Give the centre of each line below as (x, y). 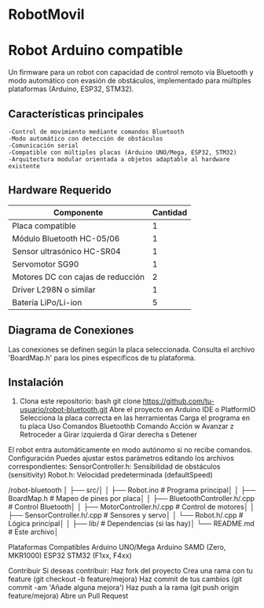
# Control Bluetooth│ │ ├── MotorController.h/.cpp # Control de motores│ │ (132, 507)
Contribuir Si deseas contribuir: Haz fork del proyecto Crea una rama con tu (131, 571)
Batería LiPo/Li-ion (47, 302)
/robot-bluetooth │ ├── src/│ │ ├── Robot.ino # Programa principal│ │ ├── (132, 490)
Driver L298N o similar (54, 289)
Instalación (36, 382)
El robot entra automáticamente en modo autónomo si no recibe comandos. (130, 450)
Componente (79, 212)
